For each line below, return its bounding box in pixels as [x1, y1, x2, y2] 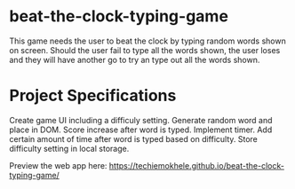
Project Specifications [9, 86, 177, 106]
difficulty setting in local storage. [9, 143, 130, 154]
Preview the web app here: [9, 160, 108, 170]
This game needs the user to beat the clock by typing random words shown [9, 35, 286, 46]
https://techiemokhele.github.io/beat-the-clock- [108, 160, 284, 170]
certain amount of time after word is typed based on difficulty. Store [9, 133, 258, 144]
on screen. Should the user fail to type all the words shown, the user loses [9, 44, 281, 55]
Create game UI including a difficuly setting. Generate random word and [9, 114, 273, 125]
